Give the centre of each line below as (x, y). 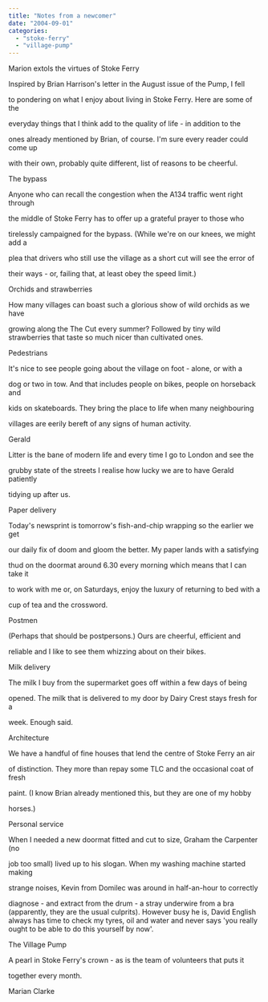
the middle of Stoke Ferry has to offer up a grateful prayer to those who (126, 218)
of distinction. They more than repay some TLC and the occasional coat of (131, 769)
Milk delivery (29, 667)
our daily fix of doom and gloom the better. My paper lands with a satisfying (134, 550)
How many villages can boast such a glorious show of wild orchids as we (129, 305)
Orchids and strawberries (51, 289)
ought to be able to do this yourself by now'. (81, 929)
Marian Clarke (31, 992)
